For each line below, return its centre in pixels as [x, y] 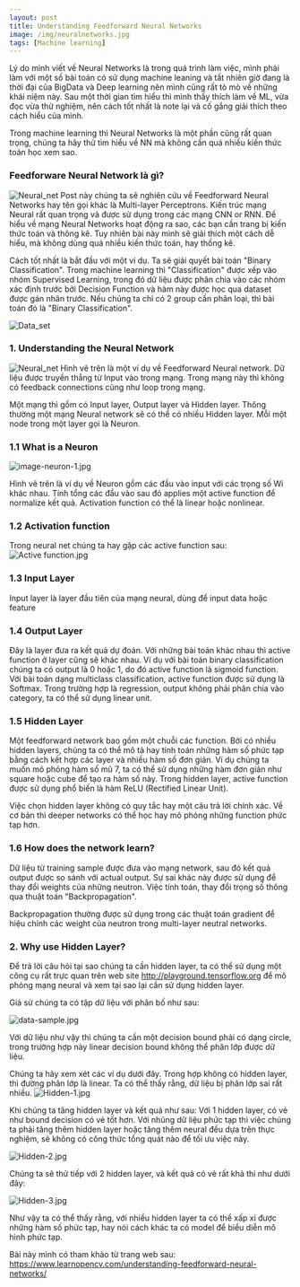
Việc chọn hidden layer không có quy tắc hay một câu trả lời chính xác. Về [146, 806]
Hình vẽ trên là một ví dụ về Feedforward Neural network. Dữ [172, 368]
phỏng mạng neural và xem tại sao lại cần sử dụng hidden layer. [127, 985]
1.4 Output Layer [46, 631]
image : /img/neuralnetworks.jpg [69, 34]
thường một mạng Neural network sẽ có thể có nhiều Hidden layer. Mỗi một [148, 414]
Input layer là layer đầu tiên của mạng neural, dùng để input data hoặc [138, 598]
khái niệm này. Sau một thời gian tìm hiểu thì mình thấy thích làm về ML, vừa [149, 97]
